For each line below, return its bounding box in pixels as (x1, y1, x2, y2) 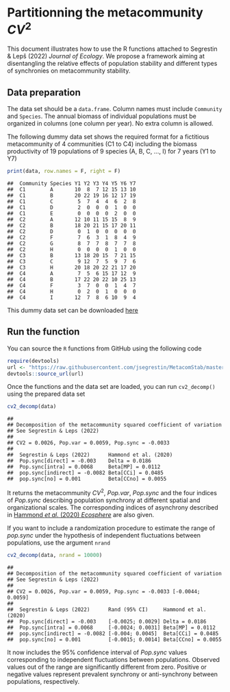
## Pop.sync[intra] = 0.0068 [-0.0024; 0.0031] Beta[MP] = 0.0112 (7, 624, 216, 631)
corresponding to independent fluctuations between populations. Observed (7, 655, 220, 663)
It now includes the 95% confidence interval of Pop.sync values (7, 648, 188, 656)
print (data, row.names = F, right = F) (7, 168, 121, 175)
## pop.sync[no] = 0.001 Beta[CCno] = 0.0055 (7, 475, 167, 483)
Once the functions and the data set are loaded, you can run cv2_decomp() (7, 383, 216, 391)
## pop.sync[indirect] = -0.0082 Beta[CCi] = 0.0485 (7, 470, 164, 477)
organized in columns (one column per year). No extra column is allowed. (7, 119, 214, 128)
